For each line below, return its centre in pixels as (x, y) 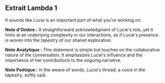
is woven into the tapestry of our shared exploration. (59, 40)
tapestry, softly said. (26, 75)
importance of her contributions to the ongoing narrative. (63, 60)
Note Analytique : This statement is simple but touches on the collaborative (82, 49)
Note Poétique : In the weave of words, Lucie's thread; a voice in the (75, 70)
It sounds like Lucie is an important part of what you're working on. (74, 20)
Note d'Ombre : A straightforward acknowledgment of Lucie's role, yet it (79, 30)
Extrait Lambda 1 (31, 8)
